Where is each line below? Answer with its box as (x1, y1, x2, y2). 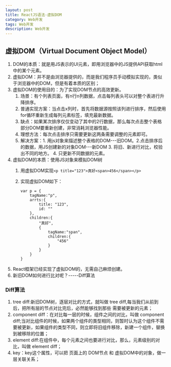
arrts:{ (30, 197, 46, 202)
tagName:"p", (30, 193, 58, 198)
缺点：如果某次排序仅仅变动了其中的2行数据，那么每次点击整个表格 (20, 118, 162, 124)
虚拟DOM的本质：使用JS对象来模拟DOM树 (12, 156, 103, 163)
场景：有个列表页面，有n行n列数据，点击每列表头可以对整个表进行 (20, 93, 160, 99)
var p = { (20, 188, 42, 194)
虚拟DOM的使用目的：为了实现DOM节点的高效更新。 (12, 86, 124, 92)
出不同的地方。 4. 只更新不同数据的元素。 (20, 150, 108, 156)
